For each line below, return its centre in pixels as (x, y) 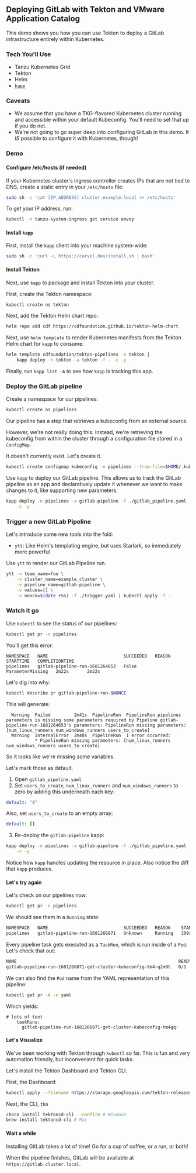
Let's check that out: (31, 951)
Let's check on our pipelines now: (47, 895)
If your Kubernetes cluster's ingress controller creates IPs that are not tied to (98, 180)
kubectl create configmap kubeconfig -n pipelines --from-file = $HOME (92, 467)
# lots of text (24, 1017)
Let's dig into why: (28, 682)
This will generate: (28, 704)
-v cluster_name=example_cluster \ (60, 579)
